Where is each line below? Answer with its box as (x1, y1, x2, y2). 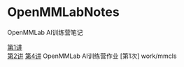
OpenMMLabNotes (7, 4, 120, 20)
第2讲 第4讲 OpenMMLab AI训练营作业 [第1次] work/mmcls (7, 52, 177, 60)
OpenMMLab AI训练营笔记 (7, 28, 83, 36)
